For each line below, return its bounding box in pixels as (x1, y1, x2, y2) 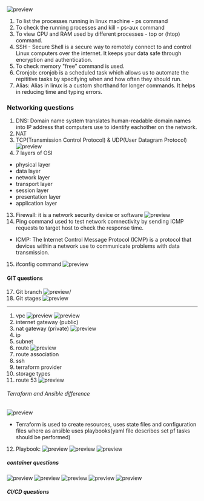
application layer (15, 200, 58, 207)
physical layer (15, 161, 51, 168)
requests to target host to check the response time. (15, 224, 144, 231)
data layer (15, 167, 41, 175)
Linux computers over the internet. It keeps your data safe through (15, 50, 182, 57)
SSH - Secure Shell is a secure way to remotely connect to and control (15, 43, 192, 50)
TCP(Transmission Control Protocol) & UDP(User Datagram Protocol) (15, 136, 187, 144)
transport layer (15, 181, 53, 188)
